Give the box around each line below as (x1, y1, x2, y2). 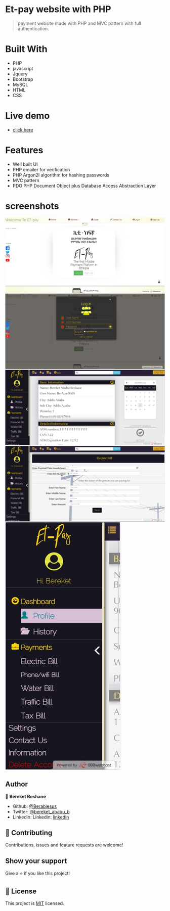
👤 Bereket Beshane (5, 793, 47, 799)
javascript (12, 65, 33, 71)
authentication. (17, 25, 49, 31)
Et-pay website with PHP (5, 4, 111, 15)
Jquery (12, 71, 28, 77)
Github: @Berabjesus (12, 803, 57, 809)
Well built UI (12, 161, 38, 167)
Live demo (5, 110, 50, 122)
